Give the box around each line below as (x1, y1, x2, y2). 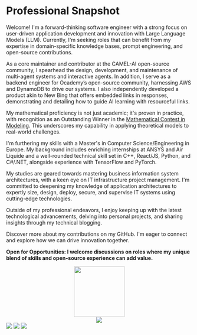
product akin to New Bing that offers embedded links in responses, (6, 92, 169, 99)
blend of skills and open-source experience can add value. (6, 254, 153, 261)
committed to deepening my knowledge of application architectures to (6, 182, 177, 190)
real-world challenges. (6, 128, 61, 135)
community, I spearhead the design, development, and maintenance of (6, 66, 178, 73)
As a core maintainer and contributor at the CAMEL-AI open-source (6, 60, 170, 67)
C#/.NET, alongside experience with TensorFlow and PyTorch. (6, 158, 157, 165)
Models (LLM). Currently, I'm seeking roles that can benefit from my (6, 36, 171, 43)
